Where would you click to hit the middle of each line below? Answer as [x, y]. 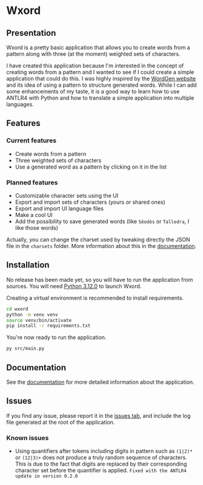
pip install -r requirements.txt [48, 326]
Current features [32, 141]
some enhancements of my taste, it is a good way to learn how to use [93, 91]
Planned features [32, 182]
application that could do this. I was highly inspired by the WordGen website [101, 79]
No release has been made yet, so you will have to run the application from [100, 279]
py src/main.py [25, 349]
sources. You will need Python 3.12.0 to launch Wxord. [74, 286]
